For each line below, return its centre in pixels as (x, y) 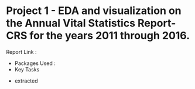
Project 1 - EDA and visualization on (94, 11)
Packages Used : (35, 63)
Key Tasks (27, 69)
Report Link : (21, 52)
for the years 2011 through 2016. (110, 36)
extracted (26, 81)
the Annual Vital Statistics (71, 23)
